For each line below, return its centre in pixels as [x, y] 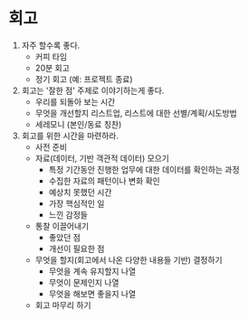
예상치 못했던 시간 [80, 192]
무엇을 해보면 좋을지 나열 [92, 294]
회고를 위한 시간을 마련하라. [70, 136]
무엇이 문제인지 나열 [84, 282]
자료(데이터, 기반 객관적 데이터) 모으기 [102, 158]
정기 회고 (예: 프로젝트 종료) [84, 79]
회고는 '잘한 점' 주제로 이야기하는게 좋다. [93, 90]
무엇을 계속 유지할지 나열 [92, 271]
